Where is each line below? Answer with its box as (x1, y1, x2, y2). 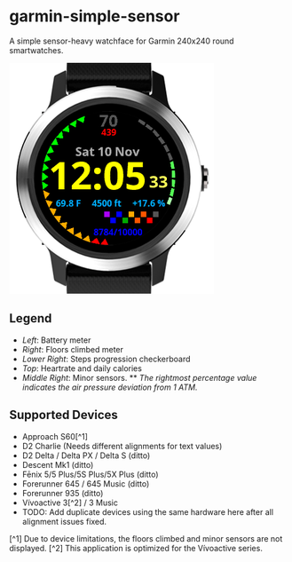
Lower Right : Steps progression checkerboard (21, 353, 191, 364)
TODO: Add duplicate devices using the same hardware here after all (21, 506, 273, 517)
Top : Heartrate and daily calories (21, 362, 142, 374)
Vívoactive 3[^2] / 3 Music (21, 497, 118, 508)
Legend (9, 311, 52, 326)
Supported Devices (9, 408, 118, 423)
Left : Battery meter (21, 335, 91, 345)
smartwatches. (9, 44, 64, 55)
